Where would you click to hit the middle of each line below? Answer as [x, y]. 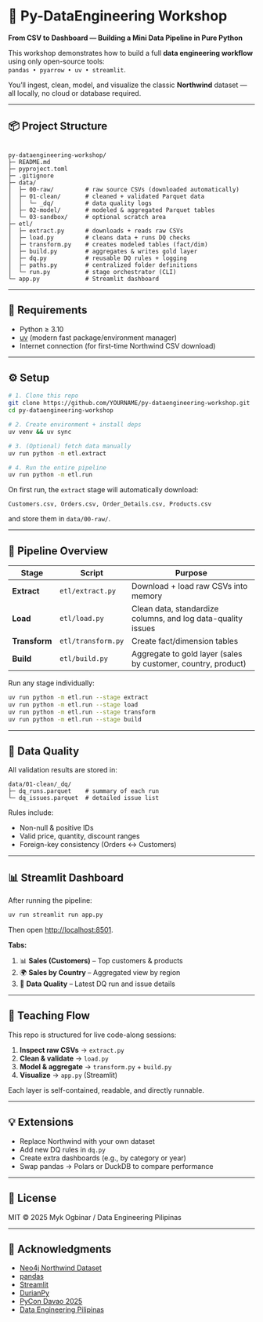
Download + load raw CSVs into [190, 586]
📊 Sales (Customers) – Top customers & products [101, 961]
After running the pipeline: [50, 900]
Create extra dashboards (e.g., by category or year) [103, 1158]
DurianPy [34, 1293]
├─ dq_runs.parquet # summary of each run [83, 791]
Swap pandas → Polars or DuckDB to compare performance [116, 1166]
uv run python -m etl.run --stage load [73, 705]
